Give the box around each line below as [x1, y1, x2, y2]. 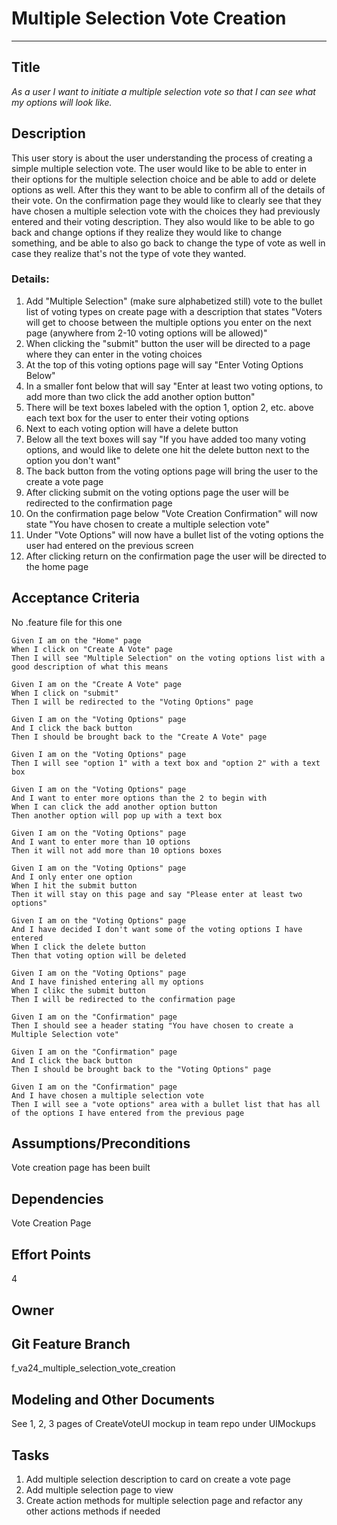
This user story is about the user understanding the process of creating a [11, 152, 313, 164]
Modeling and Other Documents [11, 1391, 215, 1408]
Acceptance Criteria [11, 590, 140, 607]
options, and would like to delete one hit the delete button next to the [25, 443, 310, 456]
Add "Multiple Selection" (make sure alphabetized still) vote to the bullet [25, 295, 323, 307]
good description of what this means [11, 662, 169, 672]
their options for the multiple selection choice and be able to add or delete [11, 173, 317, 185]
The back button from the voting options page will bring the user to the [25, 465, 319, 477]
